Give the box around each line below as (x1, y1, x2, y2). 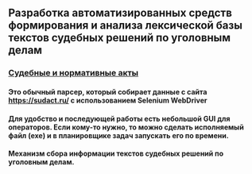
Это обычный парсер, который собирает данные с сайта (8, 87, 207, 96)
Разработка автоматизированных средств (8, 6, 233, 20)
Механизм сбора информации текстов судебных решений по (8, 149, 224, 158)
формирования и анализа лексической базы (8, 19, 242, 33)
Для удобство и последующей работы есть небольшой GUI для (8, 114, 231, 123)
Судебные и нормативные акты (8, 68, 139, 79)
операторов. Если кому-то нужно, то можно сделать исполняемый (8, 122, 244, 132)
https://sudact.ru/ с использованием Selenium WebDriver (8, 95, 207, 105)
